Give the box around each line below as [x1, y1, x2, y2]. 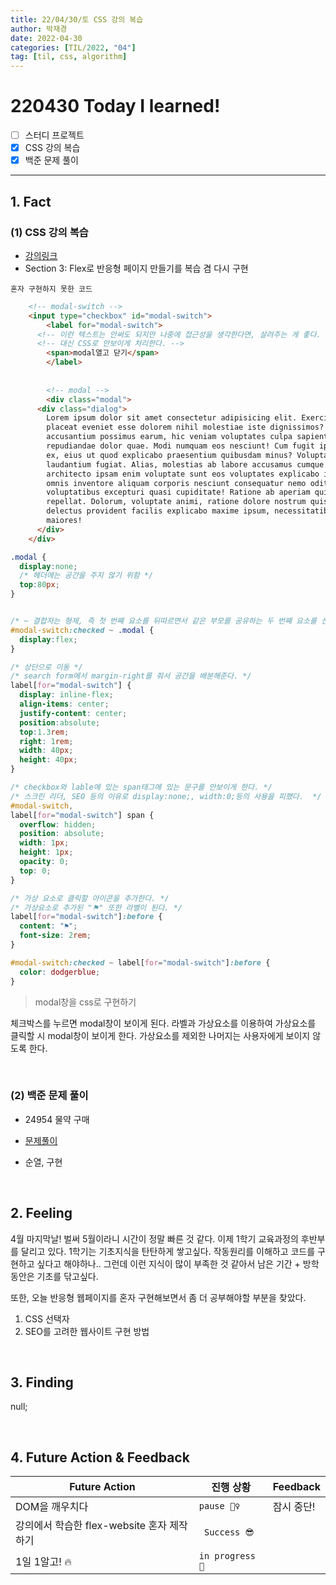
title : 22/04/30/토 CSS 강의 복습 [10, 14, 144, 25]
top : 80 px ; [19, 580, 60, 590]
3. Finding [10, 1374, 74, 1391]
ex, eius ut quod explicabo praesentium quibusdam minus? [46, 450, 293, 460]
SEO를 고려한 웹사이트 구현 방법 [24, 1325, 150, 1337]
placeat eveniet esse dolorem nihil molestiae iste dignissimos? [46, 422, 325, 433]
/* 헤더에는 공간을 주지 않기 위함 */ [19, 571, 154, 581]
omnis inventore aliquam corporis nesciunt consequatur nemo [46, 478, 307, 488]
